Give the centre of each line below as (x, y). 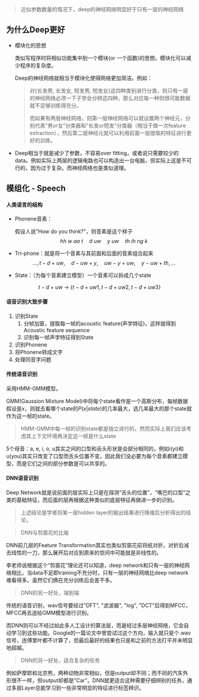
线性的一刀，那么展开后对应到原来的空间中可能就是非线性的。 (86, 553)
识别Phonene (31, 345)
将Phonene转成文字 (39, 352)
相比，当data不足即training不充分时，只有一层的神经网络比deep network (99, 573)
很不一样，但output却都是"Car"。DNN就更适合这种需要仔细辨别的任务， (99, 680)
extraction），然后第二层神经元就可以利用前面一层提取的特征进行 (108, 133)
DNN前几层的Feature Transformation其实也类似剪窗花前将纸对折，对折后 (95, 545)
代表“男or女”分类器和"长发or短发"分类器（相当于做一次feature (110, 125)
